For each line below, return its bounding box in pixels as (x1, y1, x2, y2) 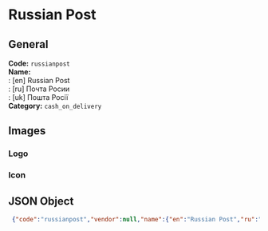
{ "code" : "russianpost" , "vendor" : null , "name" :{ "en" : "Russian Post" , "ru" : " (11, 216, 262, 224)
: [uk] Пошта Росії (8, 93, 69, 102)
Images (8, 124, 46, 137)
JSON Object (8, 194, 74, 208)
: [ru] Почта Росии (8, 84, 70, 94)
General (8, 38, 49, 51)
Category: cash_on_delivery (8, 102, 102, 110)
